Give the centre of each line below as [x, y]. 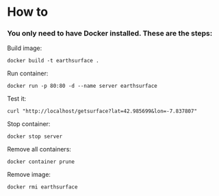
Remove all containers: [39, 149]
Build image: [25, 48]
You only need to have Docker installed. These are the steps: [110, 34]
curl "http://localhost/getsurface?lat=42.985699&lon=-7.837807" [102, 111]
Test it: [17, 99]
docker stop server [35, 137]
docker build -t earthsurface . [53, 61]
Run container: [28, 73]
